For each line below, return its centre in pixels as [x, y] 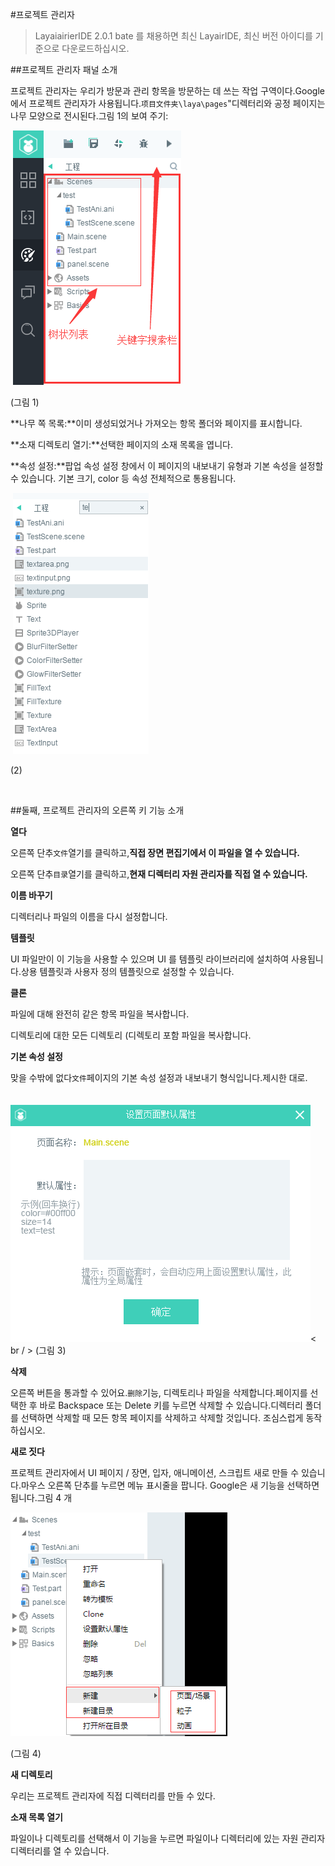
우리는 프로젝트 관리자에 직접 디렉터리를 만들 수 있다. [113, 1796]
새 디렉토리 [31, 1774]
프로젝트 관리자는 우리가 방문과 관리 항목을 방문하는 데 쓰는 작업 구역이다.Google [167, 91]
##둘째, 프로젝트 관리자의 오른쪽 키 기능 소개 [97, 810]
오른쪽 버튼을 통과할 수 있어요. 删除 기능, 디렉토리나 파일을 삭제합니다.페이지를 [159, 1392]
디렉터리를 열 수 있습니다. [60, 1851]
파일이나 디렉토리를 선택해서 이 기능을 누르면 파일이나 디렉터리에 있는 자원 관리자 [168, 1838]
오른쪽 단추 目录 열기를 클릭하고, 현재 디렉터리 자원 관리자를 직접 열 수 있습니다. [159, 874]
